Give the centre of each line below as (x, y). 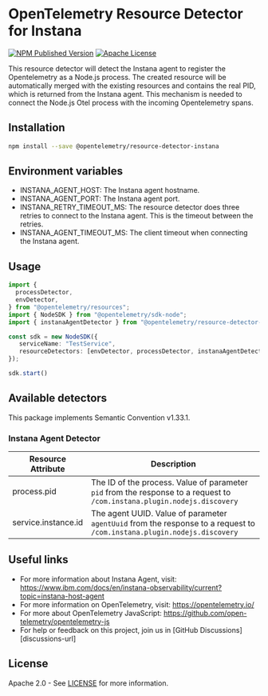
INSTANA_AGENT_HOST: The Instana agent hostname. (110, 190)
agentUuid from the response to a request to (173, 523)
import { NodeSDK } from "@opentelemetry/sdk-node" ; (98, 314)
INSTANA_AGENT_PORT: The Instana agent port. (100, 199)
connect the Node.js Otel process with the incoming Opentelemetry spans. (131, 102)
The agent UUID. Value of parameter (159, 513)
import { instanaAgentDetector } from (73, 322)
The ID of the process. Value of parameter (169, 482)
